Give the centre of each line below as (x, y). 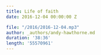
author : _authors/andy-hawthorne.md (50, 32)
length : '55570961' (30, 43)
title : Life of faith (32, 11)
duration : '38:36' (28, 38)
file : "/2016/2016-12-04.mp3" (43, 27)
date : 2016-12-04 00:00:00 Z (41, 17)
